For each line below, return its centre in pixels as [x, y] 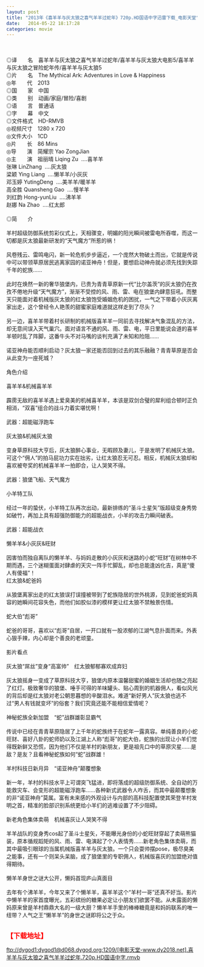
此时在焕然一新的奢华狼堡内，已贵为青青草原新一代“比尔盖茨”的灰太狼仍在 [99, 284]
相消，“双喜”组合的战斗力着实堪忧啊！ [54, 408]
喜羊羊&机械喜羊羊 [29, 386]
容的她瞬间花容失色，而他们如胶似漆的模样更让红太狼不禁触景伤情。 [91, 602]
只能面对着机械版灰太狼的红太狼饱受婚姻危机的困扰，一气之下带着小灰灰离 [104, 299]
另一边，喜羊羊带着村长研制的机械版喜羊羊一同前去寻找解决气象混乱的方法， [102, 321]
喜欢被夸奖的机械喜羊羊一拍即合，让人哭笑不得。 [67, 466]
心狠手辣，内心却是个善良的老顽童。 [52, 638]
